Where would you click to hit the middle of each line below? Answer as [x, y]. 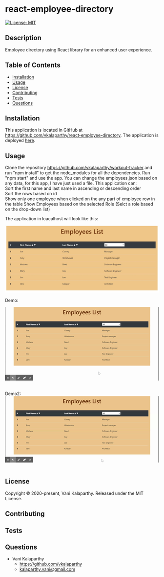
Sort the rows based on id [31, 194]
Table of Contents [33, 65]
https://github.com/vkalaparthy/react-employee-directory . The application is [82, 135]
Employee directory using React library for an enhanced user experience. [79, 49]
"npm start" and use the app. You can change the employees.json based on [81, 178]
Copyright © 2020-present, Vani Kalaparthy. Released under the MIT [74, 493]
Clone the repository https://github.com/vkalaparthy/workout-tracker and [79, 168]
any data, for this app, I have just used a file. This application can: [71, 183]
